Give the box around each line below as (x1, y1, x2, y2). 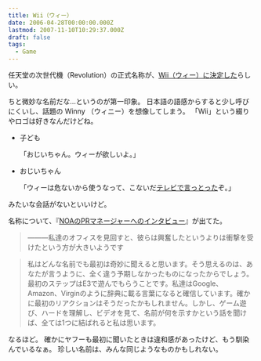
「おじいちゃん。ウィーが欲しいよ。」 (19, 150, 140, 159)
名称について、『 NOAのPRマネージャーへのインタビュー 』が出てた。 (8, 216, 227, 226)
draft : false (8, 33, 51, 42)
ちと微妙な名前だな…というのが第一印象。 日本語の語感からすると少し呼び (8, 97, 249, 106)
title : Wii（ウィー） (8, 11, 73, 20)
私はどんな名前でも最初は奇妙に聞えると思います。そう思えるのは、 (27, 259, 247, 269)
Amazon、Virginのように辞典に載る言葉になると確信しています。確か (27, 289, 251, 298)
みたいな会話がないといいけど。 (8, 200, 111, 208)
